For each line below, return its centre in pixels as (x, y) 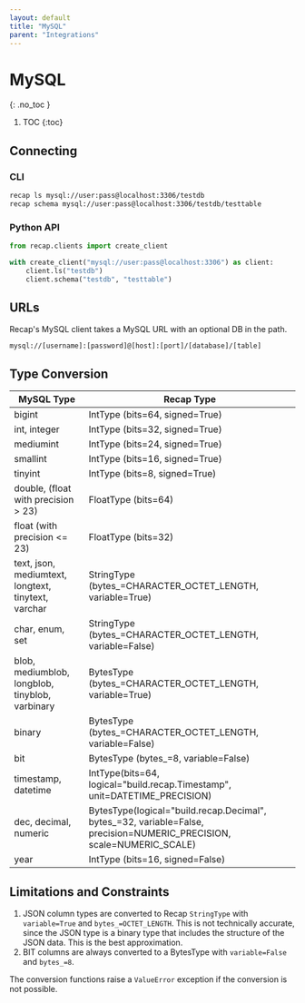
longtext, (33, 586)
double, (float (43, 488)
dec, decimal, (43, 822)
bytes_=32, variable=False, (146, 822)
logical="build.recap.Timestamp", (160, 784)
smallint (30, 459)
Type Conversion (59, 374)
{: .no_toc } (30, 104)
